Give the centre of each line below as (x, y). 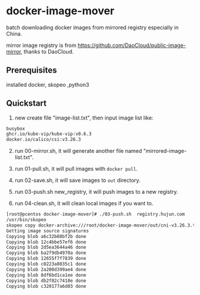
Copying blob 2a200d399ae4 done (46, 269)
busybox (16, 128)
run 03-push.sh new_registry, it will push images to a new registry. (96, 192)
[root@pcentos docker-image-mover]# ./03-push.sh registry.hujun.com (96, 214)
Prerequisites (32, 70)
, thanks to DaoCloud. (47, 51)
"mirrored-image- (165, 151)
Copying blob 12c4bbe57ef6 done (46, 242)
